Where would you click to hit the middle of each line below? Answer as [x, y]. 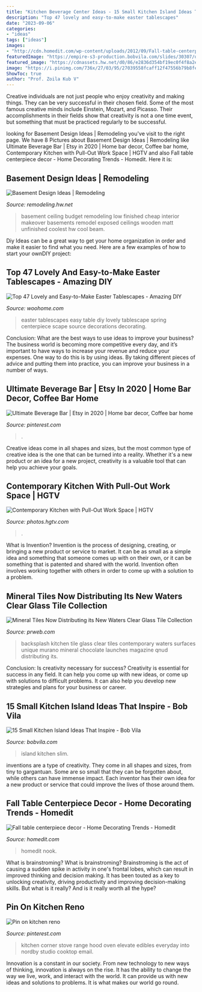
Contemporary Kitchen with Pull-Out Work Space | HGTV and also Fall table [100, 153]
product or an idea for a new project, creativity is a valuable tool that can [96, 461]
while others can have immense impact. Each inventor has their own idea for [101, 778]
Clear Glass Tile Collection [57, 606]
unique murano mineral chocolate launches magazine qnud [94, 650]
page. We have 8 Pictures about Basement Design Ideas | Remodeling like [98, 140]
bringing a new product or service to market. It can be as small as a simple [99, 552]
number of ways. [27, 370]
